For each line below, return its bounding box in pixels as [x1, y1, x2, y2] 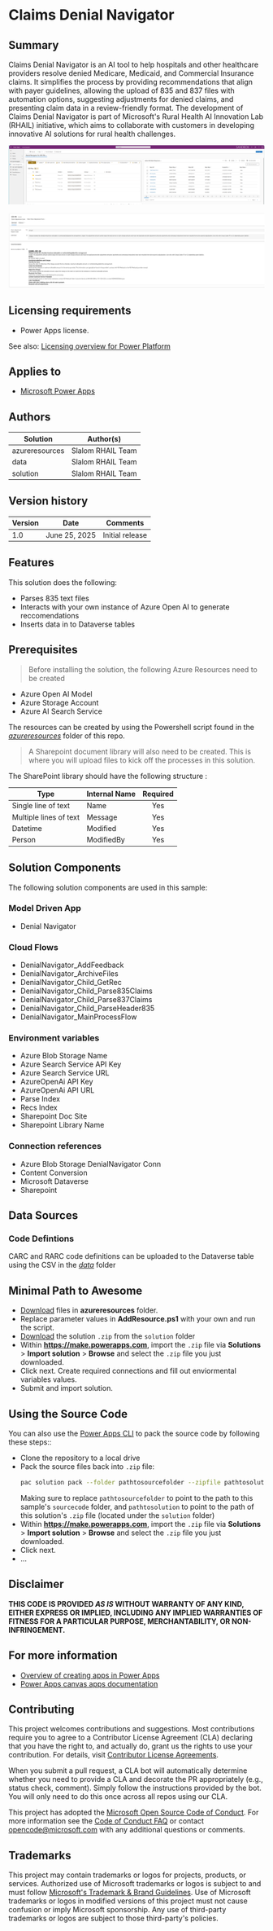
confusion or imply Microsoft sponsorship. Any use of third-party [8, 1905, 227, 1915]
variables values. [19, 1375, 77, 1384]
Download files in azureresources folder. [19, 1305, 158, 1315]
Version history [8, 495, 89, 508]
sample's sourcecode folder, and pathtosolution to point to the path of [19, 1502, 254, 1511]
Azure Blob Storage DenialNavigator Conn [19, 1159, 161, 1168]
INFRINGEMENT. [8, 1625, 66, 1634]
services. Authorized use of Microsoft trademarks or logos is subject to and [8, 1879, 262, 1889]
